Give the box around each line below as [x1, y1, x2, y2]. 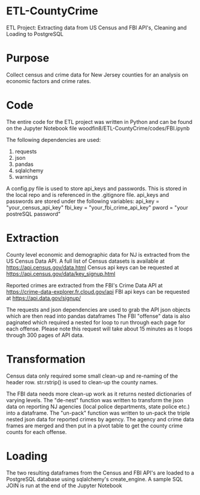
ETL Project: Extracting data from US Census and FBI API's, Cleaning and [6, 24, 187, 31]
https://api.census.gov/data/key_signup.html [6, 270, 116, 277]
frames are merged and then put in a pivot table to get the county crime [6, 422, 183, 429]
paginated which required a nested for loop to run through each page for [6, 318, 186, 326]
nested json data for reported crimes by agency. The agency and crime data [6, 415, 195, 423]
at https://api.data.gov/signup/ [6, 294, 81, 302]
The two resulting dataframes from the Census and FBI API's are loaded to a [6, 469, 195, 476]
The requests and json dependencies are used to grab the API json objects [6, 306, 190, 313]
